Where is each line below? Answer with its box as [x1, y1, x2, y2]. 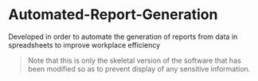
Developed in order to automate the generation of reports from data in [8, 32, 238, 41]
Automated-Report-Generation [8, 6, 218, 24]
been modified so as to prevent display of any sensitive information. [27, 64, 251, 73]
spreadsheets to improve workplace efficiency [8, 40, 161, 49]
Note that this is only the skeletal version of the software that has [27, 56, 241, 65]
